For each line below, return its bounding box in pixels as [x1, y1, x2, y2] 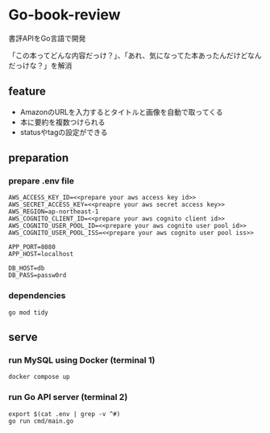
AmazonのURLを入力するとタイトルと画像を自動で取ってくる [19, 107, 223, 116]
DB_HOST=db [8, 264, 45, 272]
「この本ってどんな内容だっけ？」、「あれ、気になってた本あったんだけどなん [8, 50, 262, 60]
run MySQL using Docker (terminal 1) [8, 355, 156, 366]
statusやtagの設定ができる [19, 127, 108, 137]
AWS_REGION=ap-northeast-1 [8, 208, 99, 216]
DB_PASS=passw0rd [8, 271, 67, 280]
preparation [8, 151, 69, 165]
